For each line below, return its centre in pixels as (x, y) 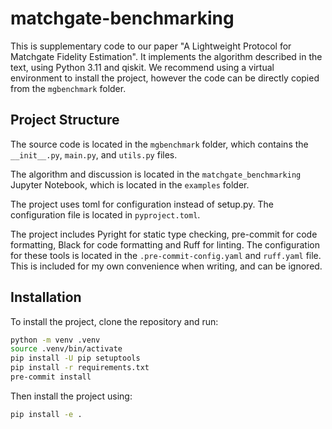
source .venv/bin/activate (66, 349)
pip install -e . (46, 414)
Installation (46, 297)
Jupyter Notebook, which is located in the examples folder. (130, 184)
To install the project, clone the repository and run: (114, 321)
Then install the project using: (71, 396)
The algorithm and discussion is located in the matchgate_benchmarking (156, 174)
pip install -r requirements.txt (80, 368)
